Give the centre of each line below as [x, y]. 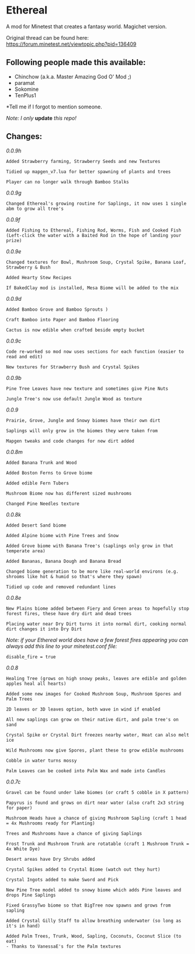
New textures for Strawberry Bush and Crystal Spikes [73, 367]
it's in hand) [23, 926]
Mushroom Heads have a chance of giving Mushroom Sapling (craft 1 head [96, 818]
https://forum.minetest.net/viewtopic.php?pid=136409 [71, 44]
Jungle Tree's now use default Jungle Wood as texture [74, 399]
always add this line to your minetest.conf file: [62, 646]
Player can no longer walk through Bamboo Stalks [68, 182]
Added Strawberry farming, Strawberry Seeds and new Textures [83, 161]
